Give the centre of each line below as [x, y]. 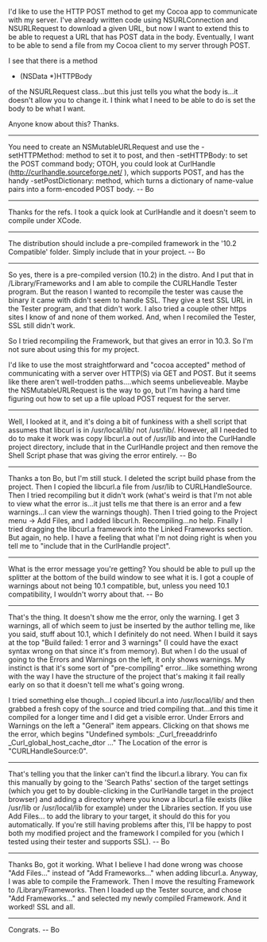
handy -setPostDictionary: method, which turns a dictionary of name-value [131, 181]
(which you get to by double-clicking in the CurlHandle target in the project [131, 791]
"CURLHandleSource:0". [48, 751]
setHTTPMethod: [37, 155]
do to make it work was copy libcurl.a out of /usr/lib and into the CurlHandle [132, 438]
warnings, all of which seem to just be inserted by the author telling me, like [132, 625]
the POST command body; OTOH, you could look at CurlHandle [112, 164]
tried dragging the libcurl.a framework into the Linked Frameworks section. [131, 529]
